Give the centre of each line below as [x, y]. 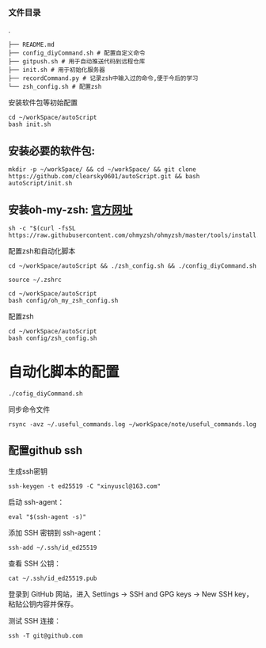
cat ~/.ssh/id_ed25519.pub [53, 578]
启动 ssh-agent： [36, 501]
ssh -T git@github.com [46, 635]
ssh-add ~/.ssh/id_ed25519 [53, 547]
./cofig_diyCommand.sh [46, 394]
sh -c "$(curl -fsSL [42, 228]
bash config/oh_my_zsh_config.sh [63, 300]
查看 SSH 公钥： [35, 563]
